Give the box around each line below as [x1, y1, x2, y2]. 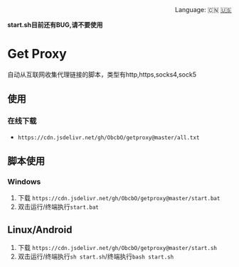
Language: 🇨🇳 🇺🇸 [175, 6, 232, 13]
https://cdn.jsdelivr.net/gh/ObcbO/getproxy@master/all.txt [17, 133, 200, 141]
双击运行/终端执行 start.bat [17, 202, 100, 211]
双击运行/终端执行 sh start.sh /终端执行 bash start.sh [17, 252, 174, 261]
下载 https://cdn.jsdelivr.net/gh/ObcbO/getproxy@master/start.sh [17, 244, 217, 252]
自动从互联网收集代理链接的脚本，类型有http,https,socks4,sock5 [7, 70, 197, 79]
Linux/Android [7, 224, 73, 236]
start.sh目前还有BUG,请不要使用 [7, 21, 103, 29]
